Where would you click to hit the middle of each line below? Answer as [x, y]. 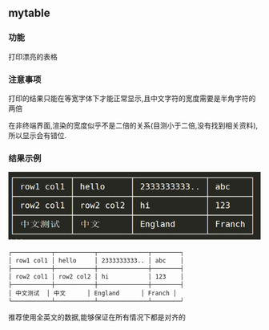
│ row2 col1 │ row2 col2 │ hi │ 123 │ [96, 276]
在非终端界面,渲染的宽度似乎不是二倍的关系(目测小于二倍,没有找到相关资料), [133, 125]
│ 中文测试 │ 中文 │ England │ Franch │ [93, 293]
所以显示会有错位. [38, 135]
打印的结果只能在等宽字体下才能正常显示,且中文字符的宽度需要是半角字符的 [132, 98]
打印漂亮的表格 [33, 56]
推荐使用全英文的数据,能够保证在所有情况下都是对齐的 [97, 317]
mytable [29, 13]
